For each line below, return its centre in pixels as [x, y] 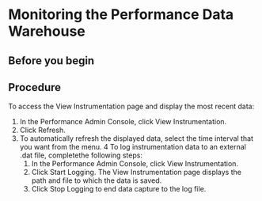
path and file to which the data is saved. [97, 180]
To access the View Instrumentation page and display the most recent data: [131, 106]
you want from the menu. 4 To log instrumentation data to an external [133, 147]
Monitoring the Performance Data [121, 15]
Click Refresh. [42, 130]
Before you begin [51, 61]
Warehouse [47, 31]
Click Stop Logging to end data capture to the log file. [119, 189]
